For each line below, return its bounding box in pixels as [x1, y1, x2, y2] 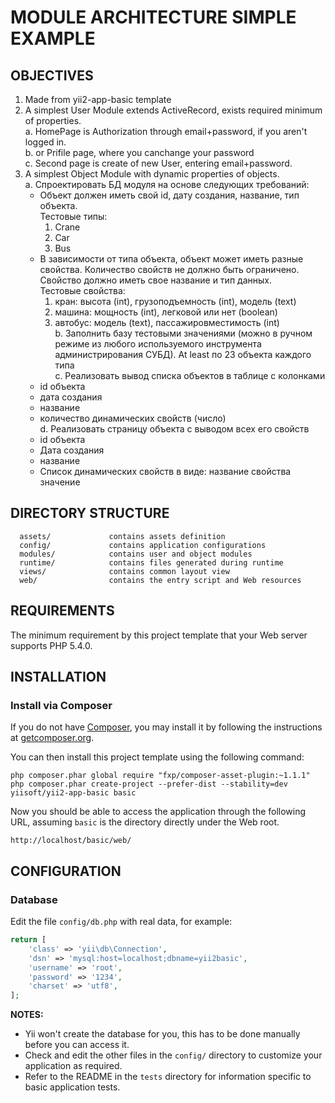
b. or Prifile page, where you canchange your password [24, 147, 255, 158]
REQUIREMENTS [10, 602, 115, 620]
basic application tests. [24, 1081, 121, 1093]
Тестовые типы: [39, 211, 108, 222]
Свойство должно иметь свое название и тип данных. [39, 274, 272, 286]
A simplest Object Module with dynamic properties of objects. [24, 168, 280, 180]
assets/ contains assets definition [19, 531, 226, 541]
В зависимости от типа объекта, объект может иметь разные [39, 253, 304, 265]
